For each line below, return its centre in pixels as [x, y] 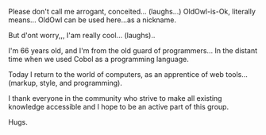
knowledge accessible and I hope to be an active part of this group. [118, 107]
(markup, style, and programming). [66, 83]
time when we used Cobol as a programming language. [98, 59]
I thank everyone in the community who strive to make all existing [115, 98]
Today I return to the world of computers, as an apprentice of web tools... [128, 74]
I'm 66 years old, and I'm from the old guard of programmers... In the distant [133, 50]
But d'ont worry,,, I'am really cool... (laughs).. [82, 35]
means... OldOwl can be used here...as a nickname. [93, 20]
